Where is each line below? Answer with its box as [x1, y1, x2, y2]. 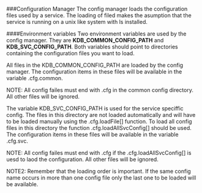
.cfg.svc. [6, 137, 29, 145]
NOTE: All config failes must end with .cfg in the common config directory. [6, 86, 194, 94]
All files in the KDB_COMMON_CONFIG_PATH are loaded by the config [6, 61, 184, 69]
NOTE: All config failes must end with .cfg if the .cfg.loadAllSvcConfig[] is [6, 149, 192, 156]
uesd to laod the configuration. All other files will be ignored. [6, 156, 159, 163]
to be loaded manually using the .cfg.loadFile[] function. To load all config [6, 118, 192, 125]
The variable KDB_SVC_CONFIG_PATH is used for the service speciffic [6, 105, 184, 112]
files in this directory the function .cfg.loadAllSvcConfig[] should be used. [6, 124, 192, 131]
